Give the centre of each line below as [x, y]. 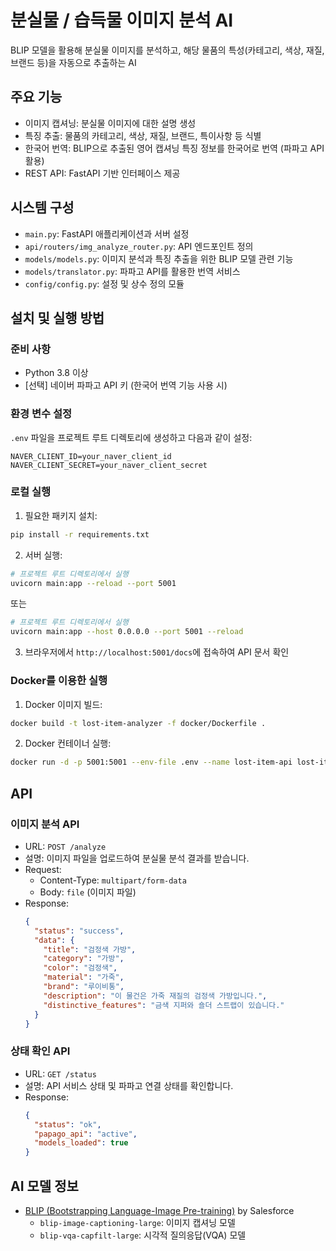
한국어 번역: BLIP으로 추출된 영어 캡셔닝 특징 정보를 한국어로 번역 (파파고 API [174, 148]
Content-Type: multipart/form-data [113, 880]
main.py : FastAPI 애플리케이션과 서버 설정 [107, 233]
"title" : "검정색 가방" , [90, 949]
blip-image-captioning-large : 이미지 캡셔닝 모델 [137, 1222]
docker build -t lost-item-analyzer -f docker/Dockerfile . [138, 723]
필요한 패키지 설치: [61, 515]
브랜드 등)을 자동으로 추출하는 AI [73, 62]
